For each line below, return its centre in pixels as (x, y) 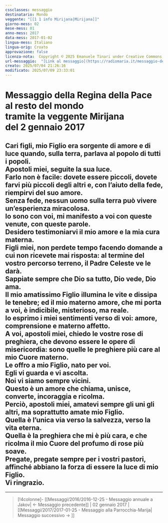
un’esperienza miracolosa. (47, 208)
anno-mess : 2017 (22, 33)
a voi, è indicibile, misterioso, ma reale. (67, 310)
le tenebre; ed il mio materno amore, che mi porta (83, 302)
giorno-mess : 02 (22, 24)
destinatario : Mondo (27, 15)
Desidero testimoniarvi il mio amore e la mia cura (82, 232)
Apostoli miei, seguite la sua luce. (59, 169)
